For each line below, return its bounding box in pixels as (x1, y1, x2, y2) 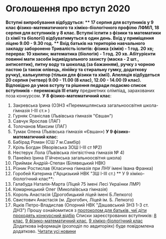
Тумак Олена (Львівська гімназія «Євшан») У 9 (12, 128, 113, 134)
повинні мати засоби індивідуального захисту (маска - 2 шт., (5, 56, 139, 62)
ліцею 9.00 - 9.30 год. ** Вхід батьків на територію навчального (5, 40, 145, 46)
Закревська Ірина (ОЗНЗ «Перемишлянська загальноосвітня (12, 102, 142, 108)
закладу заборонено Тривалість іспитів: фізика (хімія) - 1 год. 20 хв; (5, 45, 154, 51)
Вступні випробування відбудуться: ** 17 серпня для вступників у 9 (5, 19, 154, 25)
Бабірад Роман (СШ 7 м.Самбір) (12, 139, 81, 145)
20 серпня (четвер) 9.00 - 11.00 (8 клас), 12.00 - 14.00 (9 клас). (5, 77, 141, 83)
